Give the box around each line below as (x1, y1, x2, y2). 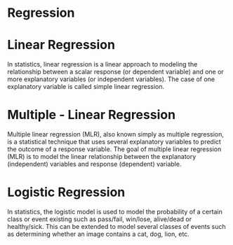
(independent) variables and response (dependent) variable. (7, 160, 182, 169)
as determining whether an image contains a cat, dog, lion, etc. (7, 230, 189, 238)
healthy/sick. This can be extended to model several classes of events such (7, 223, 226, 230)
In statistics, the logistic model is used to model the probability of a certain (7, 208, 222, 216)
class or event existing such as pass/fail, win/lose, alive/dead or (7, 215, 192, 223)
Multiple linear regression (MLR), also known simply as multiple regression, (7, 130, 225, 139)
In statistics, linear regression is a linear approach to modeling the (7, 60, 198, 69)
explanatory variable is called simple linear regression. (7, 83, 165, 91)
